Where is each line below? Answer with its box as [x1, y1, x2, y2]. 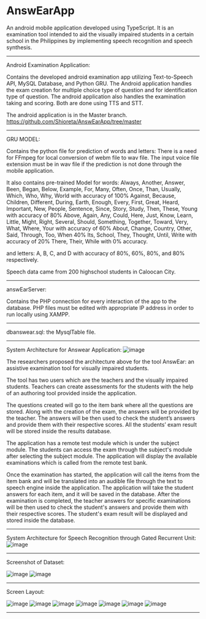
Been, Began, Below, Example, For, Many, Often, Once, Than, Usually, [6, 185, 182, 192]
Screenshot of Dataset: [6, 558, 65, 566]
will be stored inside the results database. [6, 427, 112, 435]
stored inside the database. [6, 516, 75, 524]
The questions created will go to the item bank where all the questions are [6, 401, 193, 409]
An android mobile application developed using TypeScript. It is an [6, 24, 174, 31]
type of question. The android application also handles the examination [6, 93, 186, 100]
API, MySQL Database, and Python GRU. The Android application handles [6, 79, 192, 87]
